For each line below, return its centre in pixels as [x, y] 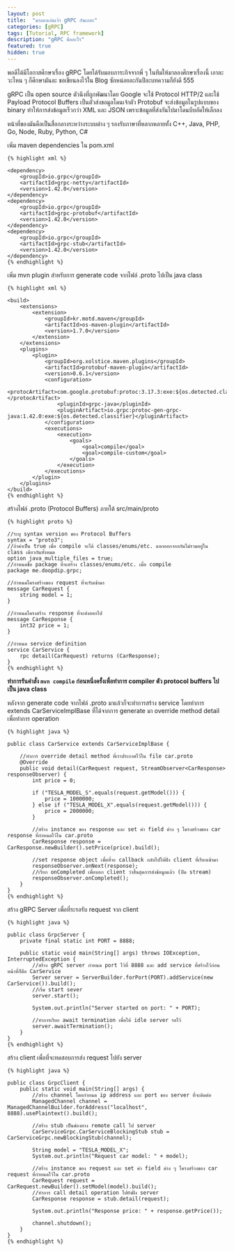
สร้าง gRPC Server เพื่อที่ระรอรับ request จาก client [73, 909]
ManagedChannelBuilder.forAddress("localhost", [78, 1107]
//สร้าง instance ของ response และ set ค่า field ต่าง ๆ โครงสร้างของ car [126, 829]
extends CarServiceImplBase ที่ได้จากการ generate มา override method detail [114, 710]
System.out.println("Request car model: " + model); [110, 1156]
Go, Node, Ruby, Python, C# [48, 131]
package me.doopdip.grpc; [45, 570]
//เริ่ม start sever [57, 990]
